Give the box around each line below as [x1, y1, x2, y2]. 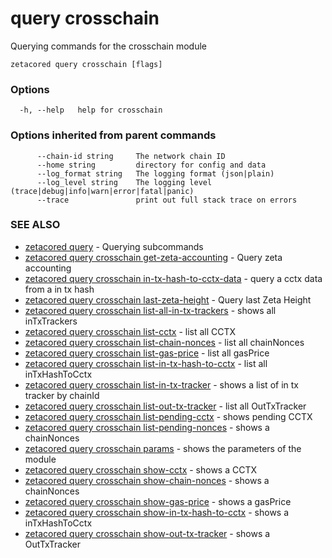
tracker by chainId [24, 389, 100, 401]
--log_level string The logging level [36, 177, 213, 187]
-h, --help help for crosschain [19, 105, 163, 116]
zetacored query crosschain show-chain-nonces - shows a [24, 474, 270, 486]
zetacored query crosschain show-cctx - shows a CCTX [24, 463, 258, 476]
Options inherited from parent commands [10, 128, 217, 142]
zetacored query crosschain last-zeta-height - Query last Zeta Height [24, 293, 312, 306]
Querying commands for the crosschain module [10, 40, 207, 52]
